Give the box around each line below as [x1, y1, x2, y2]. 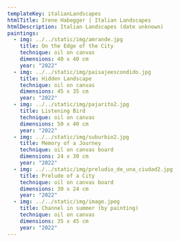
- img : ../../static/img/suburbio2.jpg [13, 133, 130, 140]
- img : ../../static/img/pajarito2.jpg [13, 101, 130, 108]
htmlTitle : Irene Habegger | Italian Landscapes [7, 17, 151, 24]
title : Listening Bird [20, 107, 86, 114]
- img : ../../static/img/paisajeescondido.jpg [13, 68, 151, 75]
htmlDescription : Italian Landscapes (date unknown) [7, 23, 164, 30]
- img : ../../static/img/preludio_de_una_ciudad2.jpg [13, 165, 173, 173]
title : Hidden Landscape [20, 75, 92, 82]
